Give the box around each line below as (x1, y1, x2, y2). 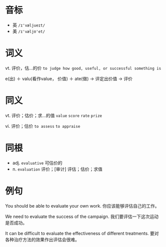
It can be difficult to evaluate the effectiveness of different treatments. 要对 (5, 230, 159, 236)
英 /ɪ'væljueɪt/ (12, 22, 45, 28)
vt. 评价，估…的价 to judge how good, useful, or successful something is (5, 65, 162, 71)
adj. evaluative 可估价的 (12, 160, 63, 166)
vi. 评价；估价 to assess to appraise (5, 123, 81, 129)
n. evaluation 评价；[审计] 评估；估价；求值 (12, 166, 103, 172)
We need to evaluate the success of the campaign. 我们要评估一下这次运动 (5, 213, 159, 220)
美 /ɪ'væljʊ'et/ (12, 28, 45, 34)
